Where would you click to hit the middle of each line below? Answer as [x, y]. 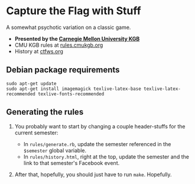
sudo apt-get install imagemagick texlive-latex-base [74, 89]
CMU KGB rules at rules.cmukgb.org [59, 45]
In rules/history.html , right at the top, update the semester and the [106, 156]
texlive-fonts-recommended [71, 94]
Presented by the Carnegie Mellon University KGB [77, 38]
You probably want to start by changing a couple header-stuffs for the [100, 126]
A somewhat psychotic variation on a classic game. [69, 27]
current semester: [36, 133]
